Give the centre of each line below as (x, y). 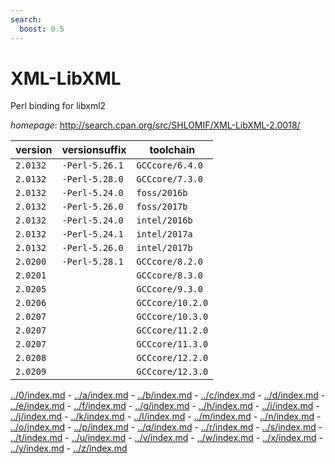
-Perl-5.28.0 (92, 179)
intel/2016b (164, 220)
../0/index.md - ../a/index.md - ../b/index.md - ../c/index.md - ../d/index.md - (168, 395)
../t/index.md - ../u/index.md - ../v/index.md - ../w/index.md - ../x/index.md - (167, 438)
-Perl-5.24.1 (92, 234)
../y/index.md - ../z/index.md (69, 448)
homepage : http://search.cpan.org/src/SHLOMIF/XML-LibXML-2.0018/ (155, 125)
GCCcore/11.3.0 (172, 344)
